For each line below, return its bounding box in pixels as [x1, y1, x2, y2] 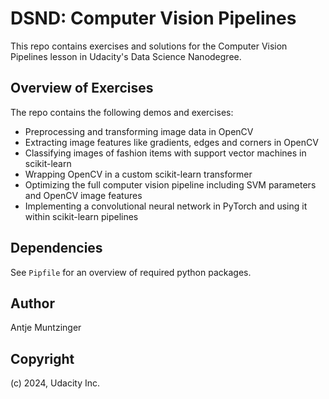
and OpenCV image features [24, 189, 143, 201]
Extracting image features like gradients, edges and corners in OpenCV [24, 136, 319, 148]
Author [10, 295, 55, 312]
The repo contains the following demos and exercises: [10, 106, 234, 118]
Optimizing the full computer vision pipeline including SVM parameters [24, 178, 317, 191]
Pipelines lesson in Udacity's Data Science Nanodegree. [10, 50, 242, 62]
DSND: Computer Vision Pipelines [10, 7, 297, 30]
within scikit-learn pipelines [24, 210, 139, 222]
